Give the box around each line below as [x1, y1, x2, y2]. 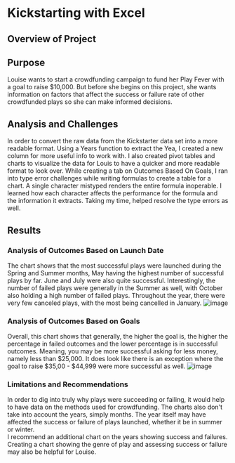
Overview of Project [7, 33, 97, 45]
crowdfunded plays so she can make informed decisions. [7, 98, 173, 106]
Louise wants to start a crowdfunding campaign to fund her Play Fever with [7, 75, 224, 84]
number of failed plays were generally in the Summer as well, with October [7, 283, 223, 292]
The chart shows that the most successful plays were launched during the [7, 261, 222, 270]
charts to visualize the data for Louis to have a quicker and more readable [7, 159, 220, 168]
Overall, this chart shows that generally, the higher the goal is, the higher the [7, 332, 229, 341]
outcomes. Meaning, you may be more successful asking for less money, [7, 347, 219, 356]
